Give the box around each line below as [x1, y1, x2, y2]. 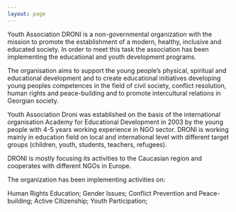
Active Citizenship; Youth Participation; [34, 196, 148, 205]
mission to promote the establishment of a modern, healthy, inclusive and [7, 37, 222, 46]
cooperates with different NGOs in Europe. [7, 161, 132, 170]
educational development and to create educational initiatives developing [7, 74, 221, 82]
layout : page [7, 10, 46, 18]
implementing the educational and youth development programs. [7, 52, 196, 61]
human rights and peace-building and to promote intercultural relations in [7, 89, 221, 97]
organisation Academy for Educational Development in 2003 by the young [7, 118, 223, 126]
